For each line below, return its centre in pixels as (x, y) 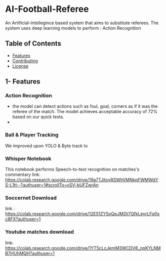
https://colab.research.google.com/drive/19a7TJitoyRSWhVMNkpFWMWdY (82, 180)
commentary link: (23, 174)
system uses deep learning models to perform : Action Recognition (73, 28)
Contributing (25, 61)
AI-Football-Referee (47, 9)
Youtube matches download (40, 232)
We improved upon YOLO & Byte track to (46, 146)
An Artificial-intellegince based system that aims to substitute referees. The (82, 23)
